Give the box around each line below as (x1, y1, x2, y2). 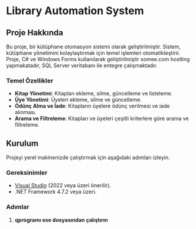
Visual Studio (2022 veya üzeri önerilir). (14, 182, 111, 189)
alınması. (14, 109, 37, 116)
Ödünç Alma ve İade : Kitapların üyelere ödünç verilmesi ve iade (14, 102, 170, 109)
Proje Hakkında (6, 28, 64, 38)
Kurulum (6, 138, 39, 148)
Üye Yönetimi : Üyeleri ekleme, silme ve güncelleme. (14, 96, 142, 104)
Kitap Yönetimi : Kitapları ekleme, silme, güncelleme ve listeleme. (14, 90, 173, 97)
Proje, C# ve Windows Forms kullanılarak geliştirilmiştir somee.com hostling (6, 56, 190, 62)
